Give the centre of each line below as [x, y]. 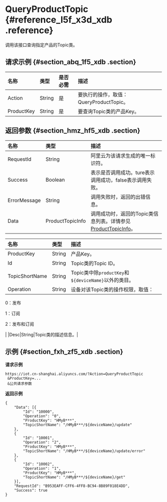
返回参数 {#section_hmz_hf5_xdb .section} [73, 131]
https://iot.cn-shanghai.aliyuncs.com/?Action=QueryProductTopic [74, 374]
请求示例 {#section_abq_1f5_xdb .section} [71, 62]
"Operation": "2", [42, 443]
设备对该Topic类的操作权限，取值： [112, 289]
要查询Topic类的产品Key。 [109, 111]
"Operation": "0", [42, 416]
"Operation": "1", [42, 469]
